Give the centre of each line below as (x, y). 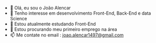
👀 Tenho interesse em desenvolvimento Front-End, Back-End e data (81, 13)
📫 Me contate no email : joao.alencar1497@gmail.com (67, 35)
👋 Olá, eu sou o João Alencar (40, 8)
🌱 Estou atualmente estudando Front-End (53, 24)
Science (18, 18)
